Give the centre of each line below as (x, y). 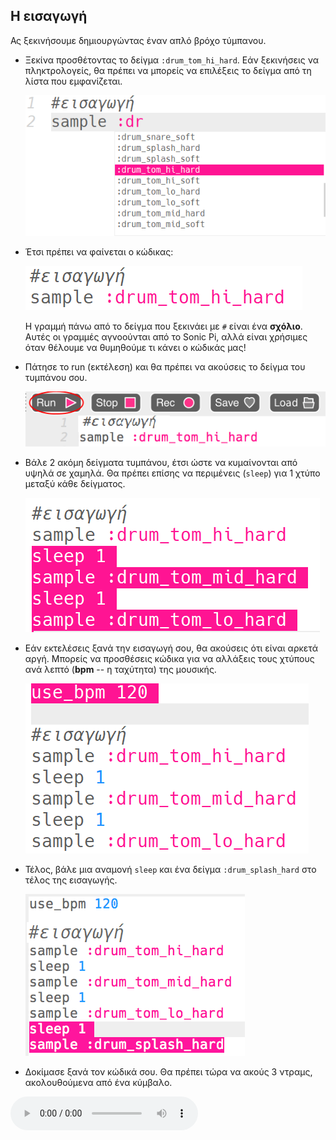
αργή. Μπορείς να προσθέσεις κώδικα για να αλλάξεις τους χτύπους (169, 659)
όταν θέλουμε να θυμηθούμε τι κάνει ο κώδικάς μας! (135, 348)
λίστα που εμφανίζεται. (73, 81)
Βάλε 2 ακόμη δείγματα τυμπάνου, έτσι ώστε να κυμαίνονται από (161, 463)
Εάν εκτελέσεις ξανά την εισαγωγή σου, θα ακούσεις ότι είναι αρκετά (171, 648)
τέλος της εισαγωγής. (71, 880)
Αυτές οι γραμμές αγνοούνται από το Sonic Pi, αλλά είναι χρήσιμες (166, 337)
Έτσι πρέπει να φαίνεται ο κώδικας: (99, 252)
